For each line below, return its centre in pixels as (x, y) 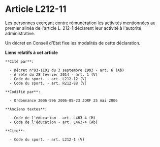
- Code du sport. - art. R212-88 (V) (48, 83)
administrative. (20, 33)
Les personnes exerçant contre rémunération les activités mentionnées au (80, 23)
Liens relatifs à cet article (32, 52)
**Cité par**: (20, 61)
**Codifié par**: (23, 92)
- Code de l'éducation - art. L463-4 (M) (53, 118)
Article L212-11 (36, 9)
